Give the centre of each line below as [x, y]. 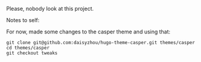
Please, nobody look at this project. [50, 9]
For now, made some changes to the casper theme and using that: [88, 32]
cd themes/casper [28, 48]
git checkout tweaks [32, 53]
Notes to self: [23, 20]
